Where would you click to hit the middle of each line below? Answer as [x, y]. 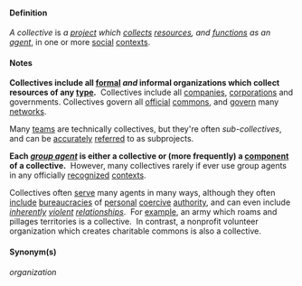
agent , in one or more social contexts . [80, 42]
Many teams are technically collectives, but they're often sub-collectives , [146, 129]
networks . [28, 112]
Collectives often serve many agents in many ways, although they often [142, 193]
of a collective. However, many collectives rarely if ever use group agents [148, 166]
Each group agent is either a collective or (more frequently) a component [149, 156]
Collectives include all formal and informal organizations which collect [145, 83]
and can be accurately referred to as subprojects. [102, 139]
